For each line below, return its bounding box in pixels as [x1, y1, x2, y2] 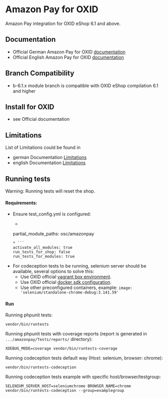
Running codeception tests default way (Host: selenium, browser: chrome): [5, 355, 163, 361]
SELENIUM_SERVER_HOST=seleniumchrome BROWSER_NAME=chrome [5, 384, 131, 389]
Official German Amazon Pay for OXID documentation [12, 48, 126, 55]
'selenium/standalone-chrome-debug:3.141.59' [20, 290, 119, 295]
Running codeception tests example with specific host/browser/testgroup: [5, 374, 161, 380]
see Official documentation [12, 116, 70, 122]
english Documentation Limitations [12, 160, 86, 166]
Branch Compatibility [5, 69, 75, 77]
